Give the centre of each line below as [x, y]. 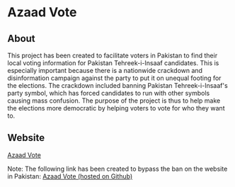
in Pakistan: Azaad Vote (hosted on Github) [70, 176]
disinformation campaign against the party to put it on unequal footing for [114, 78]
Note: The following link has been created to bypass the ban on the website [117, 169]
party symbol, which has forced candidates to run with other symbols [109, 93]
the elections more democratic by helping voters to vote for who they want [116, 108]
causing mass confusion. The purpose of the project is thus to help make [114, 101]
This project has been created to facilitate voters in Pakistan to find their [113, 55]
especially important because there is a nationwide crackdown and [105, 70]
